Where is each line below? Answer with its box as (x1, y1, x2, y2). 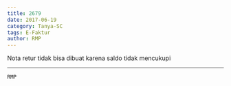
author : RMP (7, 35, 41, 42)
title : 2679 (7, 10, 41, 17)
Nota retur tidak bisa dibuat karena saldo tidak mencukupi (7, 54, 171, 62)
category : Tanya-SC (7, 23, 63, 29)
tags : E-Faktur (7, 29, 51, 36)
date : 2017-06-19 (7, 16, 57, 23)
